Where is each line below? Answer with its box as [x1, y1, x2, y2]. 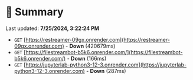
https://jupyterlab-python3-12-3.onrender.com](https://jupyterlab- [25, 61, 187, 68]
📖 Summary [5, 5, 64, 19]
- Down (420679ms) [65, 42, 116, 49]
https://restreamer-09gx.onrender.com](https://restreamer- [25, 36, 171, 43]
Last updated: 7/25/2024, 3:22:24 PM [5, 25, 100, 32]
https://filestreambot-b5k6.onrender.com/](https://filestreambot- [25, 48, 183, 55]
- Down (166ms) [67, 55, 107, 62]
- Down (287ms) [86, 67, 126, 74]
